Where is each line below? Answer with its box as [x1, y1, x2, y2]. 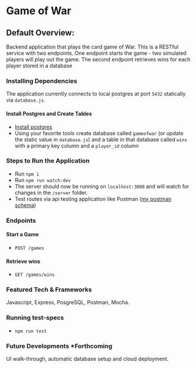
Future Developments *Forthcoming [6, 341, 113, 350]
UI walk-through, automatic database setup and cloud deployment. [6, 356, 169, 363]
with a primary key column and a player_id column [14, 142, 139, 149]
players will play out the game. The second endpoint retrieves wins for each [6, 56, 191, 63]
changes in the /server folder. [14, 189, 88, 196]
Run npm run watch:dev [14, 176, 71, 184]
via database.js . [6, 96, 45, 104]
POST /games [14, 245, 44, 251]
